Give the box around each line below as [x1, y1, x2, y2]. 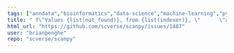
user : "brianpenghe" [7, 29, 68, 36]
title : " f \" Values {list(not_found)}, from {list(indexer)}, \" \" [7, 17, 226, 23]
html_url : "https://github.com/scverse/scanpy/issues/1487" [7, 23, 186, 30]
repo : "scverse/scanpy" [7, 36, 77, 43]
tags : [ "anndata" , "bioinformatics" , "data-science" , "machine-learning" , [7, 10, 219, 17]
